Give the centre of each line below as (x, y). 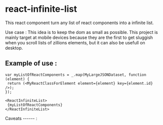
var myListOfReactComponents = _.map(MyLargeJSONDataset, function (76, 75)
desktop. (14, 48)
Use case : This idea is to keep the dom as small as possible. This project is (82, 32)
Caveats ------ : (21, 118)
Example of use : (31, 63)
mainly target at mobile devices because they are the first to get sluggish (79, 37)
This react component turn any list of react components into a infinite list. (80, 23)
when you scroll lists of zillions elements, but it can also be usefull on (75, 42)
